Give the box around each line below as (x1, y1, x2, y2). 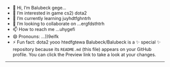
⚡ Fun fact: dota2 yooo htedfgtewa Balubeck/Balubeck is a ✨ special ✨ (12, 39, 161, 45)
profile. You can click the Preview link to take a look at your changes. (12, 51, 156, 57)
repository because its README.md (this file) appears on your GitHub (12, 46, 152, 52)
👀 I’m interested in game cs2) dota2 (12, 10, 87, 16)
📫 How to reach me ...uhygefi (12, 26, 75, 32)
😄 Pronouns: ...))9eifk (12, 33, 59, 39)
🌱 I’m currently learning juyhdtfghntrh (12, 15, 91, 21)
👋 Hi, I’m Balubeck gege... (12, 5, 67, 10)
